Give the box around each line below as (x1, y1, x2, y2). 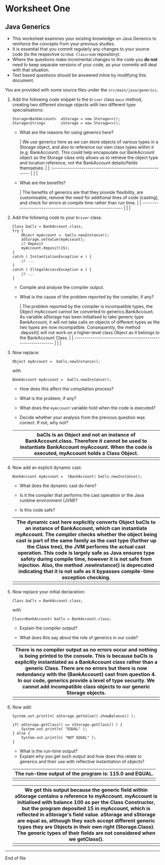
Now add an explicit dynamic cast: (12, 464, 82, 470)
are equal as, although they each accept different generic (17, 817, 155, 824)
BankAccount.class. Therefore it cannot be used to (25, 437, 147, 444)
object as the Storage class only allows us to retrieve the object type (19, 154, 158, 160)
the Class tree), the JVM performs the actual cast (27, 543, 146, 550)
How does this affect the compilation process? (19, 386, 114, 392)
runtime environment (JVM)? (19, 497, 78, 503)
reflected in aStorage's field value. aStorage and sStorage (17, 811, 156, 818)
